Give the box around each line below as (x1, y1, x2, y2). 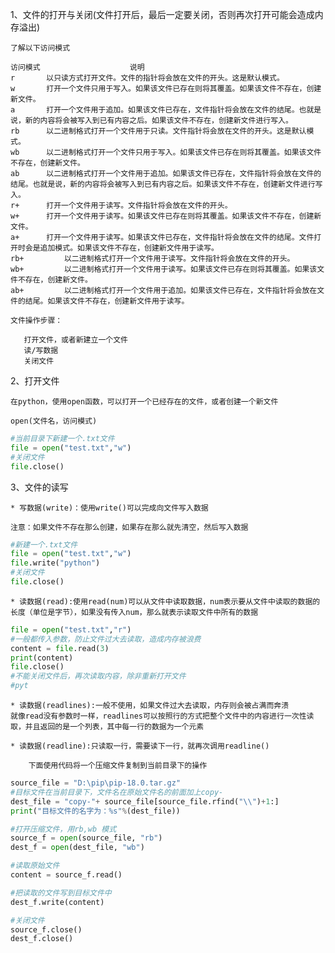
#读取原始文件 (10, 861, 60, 871)
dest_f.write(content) (10, 897, 105, 907)
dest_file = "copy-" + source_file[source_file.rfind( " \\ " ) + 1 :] (10, 796, 280, 807)
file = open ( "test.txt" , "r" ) (10, 624, 132, 635)
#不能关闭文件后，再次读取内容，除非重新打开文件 (10, 671, 187, 682)
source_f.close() (10, 924, 83, 935)
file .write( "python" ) (10, 558, 101, 568)
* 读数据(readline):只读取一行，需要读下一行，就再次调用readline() (10, 741, 270, 751)
